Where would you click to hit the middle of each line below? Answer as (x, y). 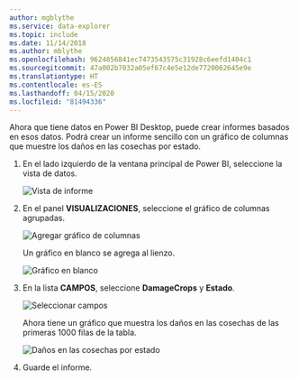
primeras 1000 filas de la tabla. (79, 333)
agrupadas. (44, 218)
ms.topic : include (44, 34)
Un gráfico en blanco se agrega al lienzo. (99, 253)
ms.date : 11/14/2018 (48, 43)
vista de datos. (50, 173)
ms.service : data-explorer (60, 26)
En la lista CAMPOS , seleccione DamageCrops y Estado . (129, 288)
